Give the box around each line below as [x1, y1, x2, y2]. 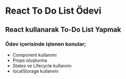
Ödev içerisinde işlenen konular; [5, 41, 87, 48]
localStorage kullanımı [12, 68, 59, 74]
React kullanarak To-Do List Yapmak [5, 25, 121, 34]
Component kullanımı [12, 52, 57, 58]
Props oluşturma [12, 57, 47, 63]
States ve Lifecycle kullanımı [12, 62, 72, 68]
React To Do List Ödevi [5, 5, 102, 17]
